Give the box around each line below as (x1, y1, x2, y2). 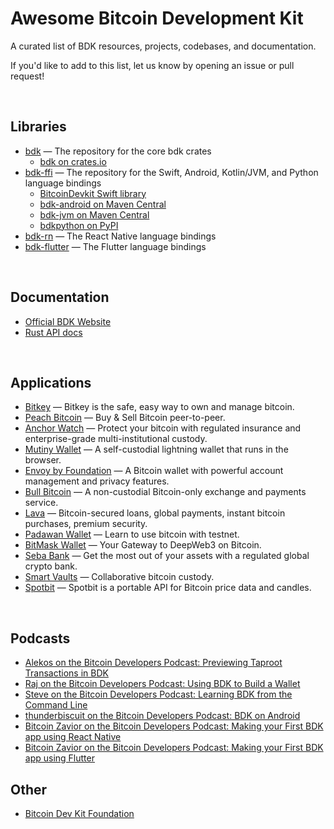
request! (10, 70, 45, 82)
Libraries (10, 118, 67, 136)
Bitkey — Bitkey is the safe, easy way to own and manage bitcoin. (24, 401, 295, 413)
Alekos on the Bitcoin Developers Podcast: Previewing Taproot (24, 657, 283, 669)
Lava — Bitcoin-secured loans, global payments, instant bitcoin (24, 507, 286, 519)
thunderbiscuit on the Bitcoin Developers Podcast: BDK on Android (24, 710, 301, 722)
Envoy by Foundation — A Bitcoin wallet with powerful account (24, 465, 284, 477)
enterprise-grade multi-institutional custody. (24, 433, 208, 445)
